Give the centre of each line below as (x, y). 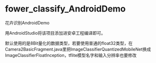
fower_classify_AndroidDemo (65, 9)
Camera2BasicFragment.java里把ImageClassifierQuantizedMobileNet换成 (78, 49)
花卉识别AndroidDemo (27, 23)
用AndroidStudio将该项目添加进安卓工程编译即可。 (55, 33)
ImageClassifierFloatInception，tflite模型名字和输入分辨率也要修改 (71, 55)
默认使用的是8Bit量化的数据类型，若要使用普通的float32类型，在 (69, 43)
